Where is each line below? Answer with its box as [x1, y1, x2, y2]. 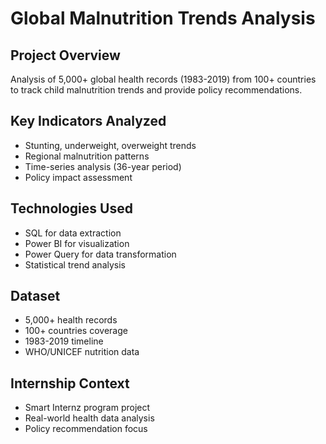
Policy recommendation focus [24, 423, 148, 435]
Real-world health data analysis [24, 412, 155, 424]
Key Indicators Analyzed [10, 113, 167, 130]
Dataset [10, 288, 61, 305]
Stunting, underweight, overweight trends [24, 139, 197, 151]
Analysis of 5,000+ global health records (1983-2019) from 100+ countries [10, 73, 317, 85]
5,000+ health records [24, 314, 118, 326]
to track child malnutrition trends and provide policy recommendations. [10, 84, 303, 96]
